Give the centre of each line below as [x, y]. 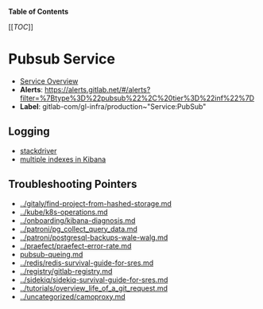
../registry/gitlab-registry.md [66, 271]
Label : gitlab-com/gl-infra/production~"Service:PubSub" [113, 106]
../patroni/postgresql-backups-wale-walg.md [94, 237]
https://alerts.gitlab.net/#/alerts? [98, 89]
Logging [29, 132]
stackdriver [38, 151]
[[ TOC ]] [21, 27]
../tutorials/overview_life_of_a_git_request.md [94, 288]
